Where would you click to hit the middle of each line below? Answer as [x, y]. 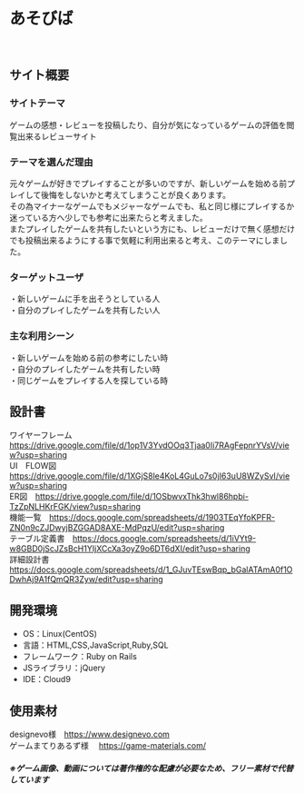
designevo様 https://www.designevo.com [90, 734]
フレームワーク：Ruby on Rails [80, 657]
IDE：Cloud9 [46, 679]
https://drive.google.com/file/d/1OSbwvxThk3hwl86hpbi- [142, 497]
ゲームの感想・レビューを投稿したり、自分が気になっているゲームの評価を [148, 124]
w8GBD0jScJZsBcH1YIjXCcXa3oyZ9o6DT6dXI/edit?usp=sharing [130, 549]
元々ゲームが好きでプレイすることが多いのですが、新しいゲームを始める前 [148, 183]
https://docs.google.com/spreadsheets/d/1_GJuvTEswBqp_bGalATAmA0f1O [151, 570]
